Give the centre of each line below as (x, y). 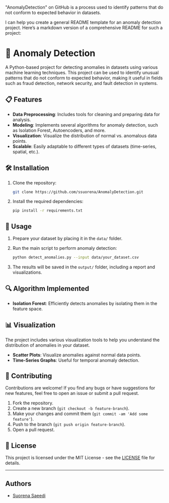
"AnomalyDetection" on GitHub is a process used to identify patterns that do (84, 7)
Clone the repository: (34, 182)
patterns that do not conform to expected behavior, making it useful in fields (84, 78)
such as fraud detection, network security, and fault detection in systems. (82, 83)
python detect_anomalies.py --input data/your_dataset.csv (76, 258)
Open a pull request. (34, 430)
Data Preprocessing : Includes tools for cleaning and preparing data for (86, 114)
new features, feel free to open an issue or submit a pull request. (72, 393)
